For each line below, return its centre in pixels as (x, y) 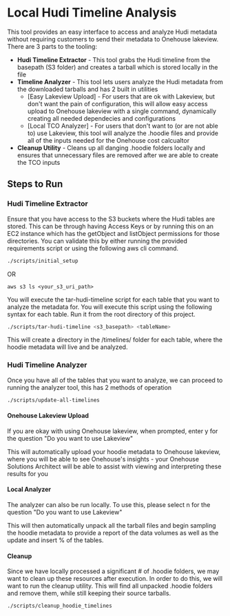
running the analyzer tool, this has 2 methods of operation (90, 387)
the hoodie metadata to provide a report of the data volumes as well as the (113, 533)
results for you (28, 473)
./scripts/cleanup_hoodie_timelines (60, 606)
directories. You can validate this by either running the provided (97, 241)
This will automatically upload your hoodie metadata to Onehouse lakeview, (114, 451)
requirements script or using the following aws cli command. (93, 248)
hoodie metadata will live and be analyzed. (67, 347)
